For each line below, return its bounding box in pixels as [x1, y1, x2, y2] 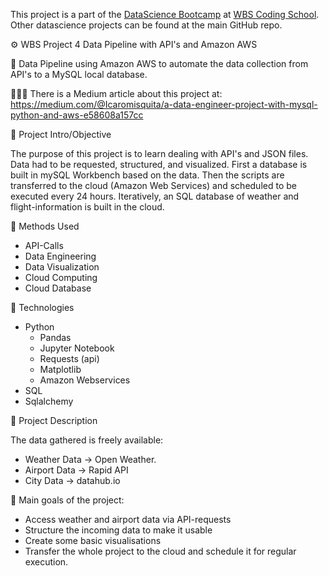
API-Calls [24, 240, 64, 251]
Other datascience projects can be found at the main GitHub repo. [10, 19, 283, 31]
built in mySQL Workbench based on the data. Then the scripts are [10, 169, 285, 181]
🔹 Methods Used [10, 220, 80, 232]
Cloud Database [24, 282, 92, 294]
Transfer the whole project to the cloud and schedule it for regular [24, 545, 297, 557]
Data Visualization [24, 261, 100, 273]
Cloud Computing [24, 272, 98, 283]
